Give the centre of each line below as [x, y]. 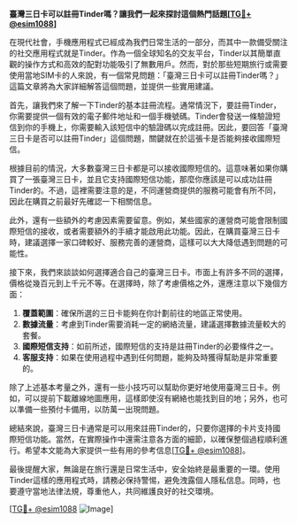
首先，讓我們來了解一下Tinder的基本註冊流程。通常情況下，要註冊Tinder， [145, 105]
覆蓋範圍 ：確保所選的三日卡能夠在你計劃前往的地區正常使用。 [134, 313]
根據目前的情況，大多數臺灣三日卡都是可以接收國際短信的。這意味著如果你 [145, 168]
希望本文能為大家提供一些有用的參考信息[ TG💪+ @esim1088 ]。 [137, 450]
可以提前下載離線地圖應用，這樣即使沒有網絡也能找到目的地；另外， [148, 398]
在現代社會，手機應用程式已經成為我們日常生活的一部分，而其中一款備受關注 [148, 42]
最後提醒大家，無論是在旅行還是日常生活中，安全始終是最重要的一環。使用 [145, 469]
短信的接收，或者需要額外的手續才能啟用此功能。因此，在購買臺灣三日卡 [148, 231]
